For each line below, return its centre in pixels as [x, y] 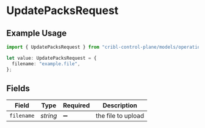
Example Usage [37, 33]
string [49, 116]
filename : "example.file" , [46, 64]
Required [77, 105]
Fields [18, 88]
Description [120, 105]
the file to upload [120, 116]
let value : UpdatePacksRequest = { [52, 58]
